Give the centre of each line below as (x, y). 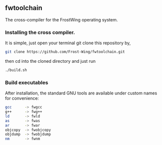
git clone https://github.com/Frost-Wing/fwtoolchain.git (65, 52)
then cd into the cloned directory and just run (50, 61)
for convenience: (22, 98)
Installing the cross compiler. (40, 32)
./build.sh (16, 70)
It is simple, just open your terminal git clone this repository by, (68, 43)
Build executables (27, 82)
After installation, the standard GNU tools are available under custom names (81, 93)
